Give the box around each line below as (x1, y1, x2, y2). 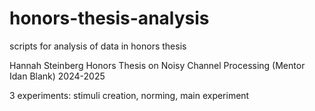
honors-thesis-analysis (9, 7, 210, 30)
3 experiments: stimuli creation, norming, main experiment (9, 89, 250, 101)
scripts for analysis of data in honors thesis (9, 40, 187, 52)
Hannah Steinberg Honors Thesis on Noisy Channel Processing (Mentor (9, 59, 306, 71)
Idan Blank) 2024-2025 (9, 70, 106, 82)
